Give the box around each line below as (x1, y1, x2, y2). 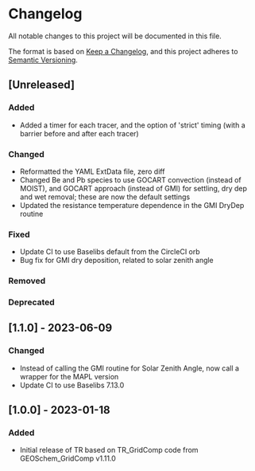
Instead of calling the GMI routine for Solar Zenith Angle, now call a (19, 363, 240, 373)
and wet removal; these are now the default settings (19, 192, 191, 202)
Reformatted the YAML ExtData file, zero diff (19, 167, 165, 176)
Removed (8, 276, 46, 287)
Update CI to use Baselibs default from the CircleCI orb (19, 247, 200, 257)
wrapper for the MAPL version (19, 371, 119, 381)
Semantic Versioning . (8, 55, 78, 65)
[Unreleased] (8, 78, 75, 92)
